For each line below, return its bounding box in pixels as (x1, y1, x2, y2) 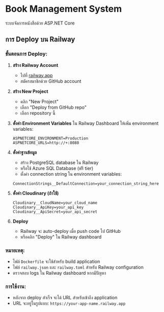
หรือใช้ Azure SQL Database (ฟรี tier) (20, 165, 94, 171)
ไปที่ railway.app (20, 72, 53, 78)
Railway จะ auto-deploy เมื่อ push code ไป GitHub (20, 228, 121, 234)
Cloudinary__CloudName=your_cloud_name (12, 200, 98, 205)
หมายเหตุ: (5, 247, 25, 254)
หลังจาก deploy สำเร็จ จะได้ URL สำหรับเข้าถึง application (12, 295, 118, 301)
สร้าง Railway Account (12, 62, 59, 68)
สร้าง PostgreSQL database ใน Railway (20, 159, 99, 165)
